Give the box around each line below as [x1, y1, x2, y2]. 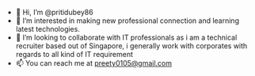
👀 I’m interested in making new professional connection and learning [15, 16, 240, 25]
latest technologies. [15, 25, 81, 33]
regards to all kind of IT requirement [15, 50, 133, 59]
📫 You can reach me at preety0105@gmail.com [15, 59, 173, 67]
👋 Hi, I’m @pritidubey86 [15, 8, 93, 17]
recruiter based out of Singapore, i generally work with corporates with [15, 41, 248, 51]
